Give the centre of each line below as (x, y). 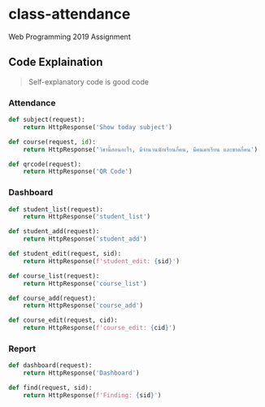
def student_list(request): (56, 209)
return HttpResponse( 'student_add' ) (85, 239)
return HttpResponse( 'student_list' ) (87, 217)
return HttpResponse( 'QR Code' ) (78, 171)
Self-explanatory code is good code (88, 81)
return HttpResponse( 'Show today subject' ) (98, 127)
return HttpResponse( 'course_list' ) (85, 284)
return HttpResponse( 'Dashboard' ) (81, 373)
